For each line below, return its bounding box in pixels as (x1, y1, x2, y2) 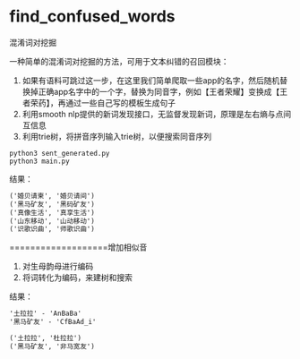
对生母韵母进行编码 (21, 261, 94, 272)
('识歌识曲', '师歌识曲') (9, 225, 96, 234)
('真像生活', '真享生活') (9, 208, 96, 217)
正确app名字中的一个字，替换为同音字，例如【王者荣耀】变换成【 (38, 86, 280, 97)
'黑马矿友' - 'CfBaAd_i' (9, 318, 97, 327)
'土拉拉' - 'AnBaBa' (9, 309, 82, 319)
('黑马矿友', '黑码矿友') (9, 200, 96, 209)
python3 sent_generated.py (9, 149, 110, 158)
